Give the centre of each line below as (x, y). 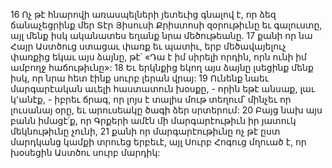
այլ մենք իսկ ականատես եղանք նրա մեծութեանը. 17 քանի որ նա (161, 35)
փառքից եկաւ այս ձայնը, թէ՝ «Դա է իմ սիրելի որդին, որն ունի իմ (158, 57)
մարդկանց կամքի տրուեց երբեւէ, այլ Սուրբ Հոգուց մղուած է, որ (158, 142)
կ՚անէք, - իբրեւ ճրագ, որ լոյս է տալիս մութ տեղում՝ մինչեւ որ (151, 99)
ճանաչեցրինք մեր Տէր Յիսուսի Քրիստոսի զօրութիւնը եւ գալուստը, (166, 25)
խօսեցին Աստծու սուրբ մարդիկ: (85, 152)
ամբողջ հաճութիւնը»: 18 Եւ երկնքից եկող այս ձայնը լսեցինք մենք (162, 67)
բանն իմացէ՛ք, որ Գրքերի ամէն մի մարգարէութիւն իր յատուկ (153, 120)
